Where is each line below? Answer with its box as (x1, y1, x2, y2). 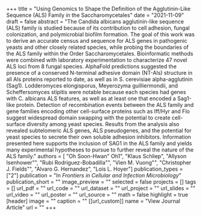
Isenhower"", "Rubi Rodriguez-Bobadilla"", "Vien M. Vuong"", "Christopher (6, 159, 192, 166)
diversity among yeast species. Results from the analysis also (27, 121, 180, 127)
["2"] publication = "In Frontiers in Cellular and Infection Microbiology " (6, 172, 182, 179)
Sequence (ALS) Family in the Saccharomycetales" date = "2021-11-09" (6, 11, 185, 19)
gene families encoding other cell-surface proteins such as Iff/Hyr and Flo (6, 108, 190, 115)
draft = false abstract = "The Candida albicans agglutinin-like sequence (6, 18, 184, 25)
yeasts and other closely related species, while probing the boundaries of (6, 43, 189, 51)
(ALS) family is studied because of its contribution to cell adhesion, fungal (6, 24, 190, 31)
